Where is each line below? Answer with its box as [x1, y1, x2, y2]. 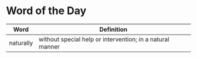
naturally [9, 39, 33, 47]
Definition [99, 25, 128, 33]
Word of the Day [6, 4, 87, 18]
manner [38, 42, 60, 50]
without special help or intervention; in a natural [38, 35, 169, 43]
